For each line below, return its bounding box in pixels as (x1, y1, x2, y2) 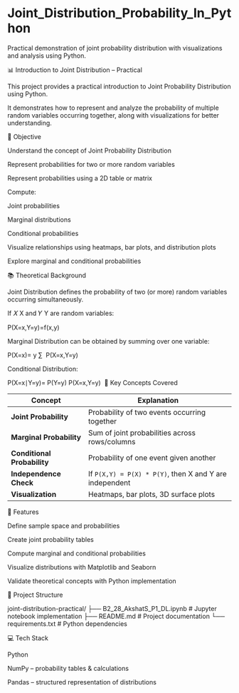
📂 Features (7, 508, 39, 516)
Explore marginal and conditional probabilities (7, 257, 142, 265)
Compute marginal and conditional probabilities (7, 549, 146, 558)
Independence (11, 468, 62, 478)
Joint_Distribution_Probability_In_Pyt (7, 5, 232, 21)
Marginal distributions (7, 215, 71, 224)
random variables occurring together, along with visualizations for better (7, 111, 219, 119)
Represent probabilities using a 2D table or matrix (7, 173, 153, 183)
